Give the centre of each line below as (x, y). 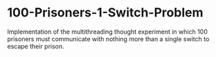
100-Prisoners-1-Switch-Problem (105, 13)
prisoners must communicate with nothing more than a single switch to (108, 38)
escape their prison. (36, 46)
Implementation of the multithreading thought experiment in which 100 (107, 32)
